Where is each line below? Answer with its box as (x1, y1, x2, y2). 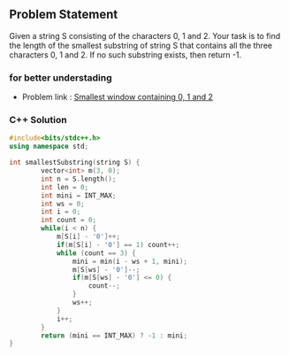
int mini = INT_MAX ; (41, 190, 117, 200)
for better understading (9, 71, 112, 83)
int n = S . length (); (41, 174, 117, 183)
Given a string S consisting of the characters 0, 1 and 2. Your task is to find (9, 30, 281, 41)
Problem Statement (9, 7, 118, 22)
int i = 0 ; (41, 207, 81, 216)
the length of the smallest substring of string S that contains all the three (9, 40, 272, 50)
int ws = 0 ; (41, 199, 86, 208)
